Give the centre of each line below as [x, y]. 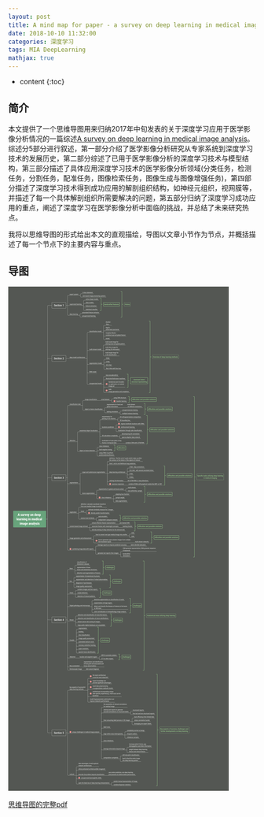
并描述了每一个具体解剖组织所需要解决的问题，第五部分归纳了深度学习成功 [128, 198]
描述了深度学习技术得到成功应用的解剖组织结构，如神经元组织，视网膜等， [135, 188]
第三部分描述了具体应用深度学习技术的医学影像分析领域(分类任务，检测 [137, 168]
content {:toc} [42, 82]
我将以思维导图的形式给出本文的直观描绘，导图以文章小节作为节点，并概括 [128, 234]
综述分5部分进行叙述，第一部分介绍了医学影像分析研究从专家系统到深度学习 [131, 148]
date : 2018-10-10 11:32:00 [52, 33]
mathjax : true [31, 58]
